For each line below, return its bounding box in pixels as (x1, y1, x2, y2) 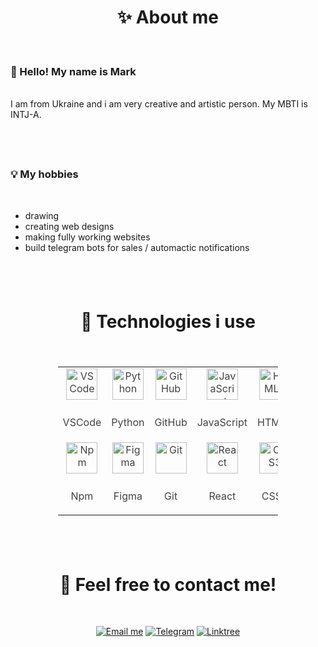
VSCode (62, 416, 102, 430)
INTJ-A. (10, 109, 42, 121)
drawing (24, 209, 60, 221)
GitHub (154, 416, 188, 430)
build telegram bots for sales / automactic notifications (24, 241, 250, 253)
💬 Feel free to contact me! (59, 573, 277, 596)
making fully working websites (24, 231, 151, 243)
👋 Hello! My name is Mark (10, 64, 137, 78)
